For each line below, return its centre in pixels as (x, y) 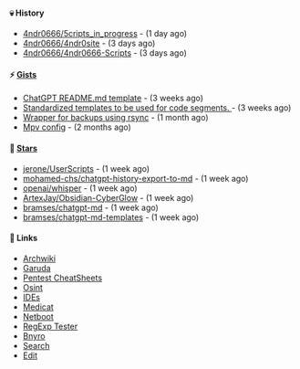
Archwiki (39, 258)
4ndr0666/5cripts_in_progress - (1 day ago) (105, 34)
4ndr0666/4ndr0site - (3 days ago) (89, 43)
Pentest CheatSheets (62, 278)
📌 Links (24, 238)
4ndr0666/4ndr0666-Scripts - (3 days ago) (104, 53)
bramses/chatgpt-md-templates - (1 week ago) (111, 217)
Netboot (38, 316)
